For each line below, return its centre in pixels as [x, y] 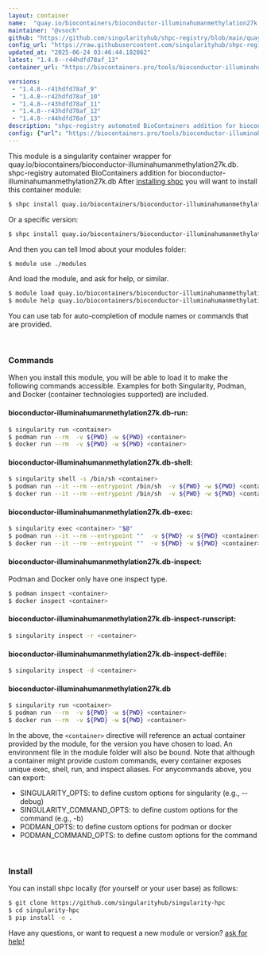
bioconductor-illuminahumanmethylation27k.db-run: [98, 413]
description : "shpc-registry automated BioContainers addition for [122, 126]
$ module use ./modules [48, 264]
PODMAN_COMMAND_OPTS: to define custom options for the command [138, 835]
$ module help [32, 301]
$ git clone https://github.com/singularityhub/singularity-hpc [117, 903]
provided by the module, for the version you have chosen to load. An [120, 744]
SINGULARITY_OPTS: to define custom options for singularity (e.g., [130, 793]
